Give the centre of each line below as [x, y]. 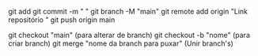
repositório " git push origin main [62, 20]
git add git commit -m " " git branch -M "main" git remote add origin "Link [128, 11]
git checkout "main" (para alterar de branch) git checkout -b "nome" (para [129, 35]
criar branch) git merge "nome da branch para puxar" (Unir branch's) [121, 43]
